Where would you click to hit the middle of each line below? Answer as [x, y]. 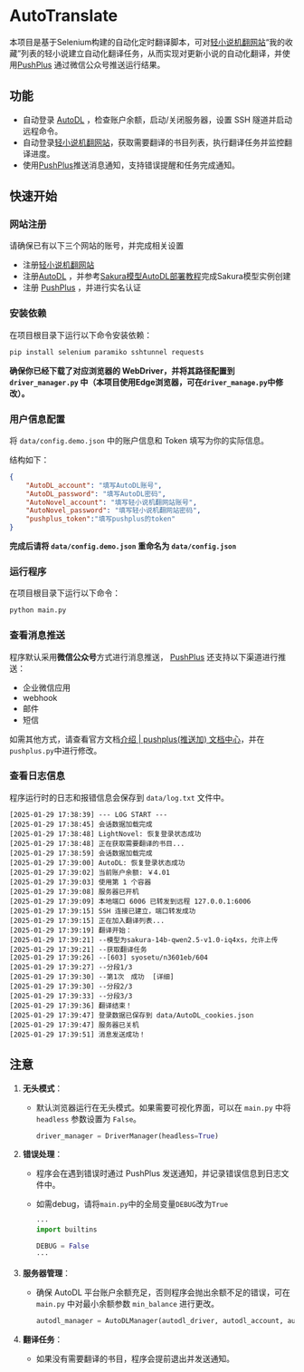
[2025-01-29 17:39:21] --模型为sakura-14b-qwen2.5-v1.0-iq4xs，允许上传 [144, 939]
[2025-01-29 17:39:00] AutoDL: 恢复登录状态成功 [97, 862]
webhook [40, 697]
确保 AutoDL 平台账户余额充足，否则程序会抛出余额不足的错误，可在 [163, 1292]
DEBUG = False [62, 1246]
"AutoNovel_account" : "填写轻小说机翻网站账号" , [111, 502]
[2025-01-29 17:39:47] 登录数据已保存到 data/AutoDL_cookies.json [132, 1015]
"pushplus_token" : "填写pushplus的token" [101, 519]
